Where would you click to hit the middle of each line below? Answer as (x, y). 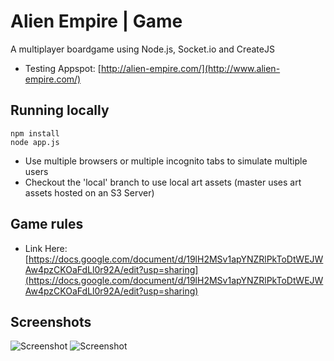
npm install (35, 133)
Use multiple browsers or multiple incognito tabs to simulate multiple (166, 161)
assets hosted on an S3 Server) (89, 192)
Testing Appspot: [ (63, 68)
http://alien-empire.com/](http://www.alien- (190, 68)
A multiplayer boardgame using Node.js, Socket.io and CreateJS (142, 49)
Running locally (60, 110)
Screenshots (51, 321)
